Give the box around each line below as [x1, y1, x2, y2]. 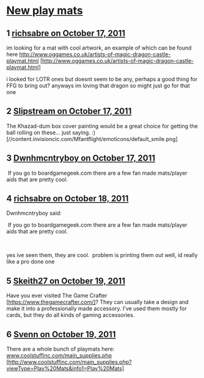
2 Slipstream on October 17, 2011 [6, 106, 132, 117]
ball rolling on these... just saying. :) [6, 129, 96, 136]
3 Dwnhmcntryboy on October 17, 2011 [6, 153, 156, 164]
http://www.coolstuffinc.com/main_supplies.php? [8, 358, 133, 366]
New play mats [6, 4, 84, 18]
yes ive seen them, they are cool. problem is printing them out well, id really [6, 252, 198, 259]
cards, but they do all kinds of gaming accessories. [6, 311, 135, 319]
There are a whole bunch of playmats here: [6, 346, 115, 353]
